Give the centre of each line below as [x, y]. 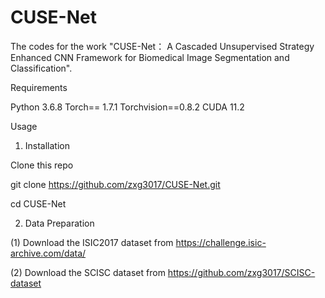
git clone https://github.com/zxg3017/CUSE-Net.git [115, 184]
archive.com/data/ [48, 253]
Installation [47, 145]
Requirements [39, 87]
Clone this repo [42, 165]
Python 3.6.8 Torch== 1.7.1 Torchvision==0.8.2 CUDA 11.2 [127, 107]
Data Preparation [59, 223]
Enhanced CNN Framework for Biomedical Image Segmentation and [150, 57]
